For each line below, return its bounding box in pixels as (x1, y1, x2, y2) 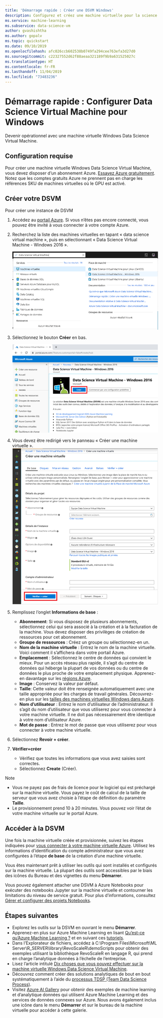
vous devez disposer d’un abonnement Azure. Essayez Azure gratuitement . (5, 170, 155, 176)
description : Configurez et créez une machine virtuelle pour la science (5, 13, 158, 18)
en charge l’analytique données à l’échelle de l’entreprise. (12, 955, 127, 961)
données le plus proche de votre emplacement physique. (19, 670, 133, 676)
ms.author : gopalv (5, 34, 42, 38)
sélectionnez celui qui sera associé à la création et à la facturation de (19, 624, 158, 630)
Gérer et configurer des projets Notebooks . (5, 897, 91, 903)
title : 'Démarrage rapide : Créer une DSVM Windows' (5, 8, 114, 13)
